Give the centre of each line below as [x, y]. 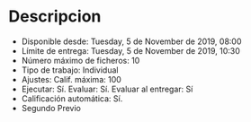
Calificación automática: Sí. [72, 98]
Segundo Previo [51, 108]
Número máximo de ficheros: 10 [81, 60]
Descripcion [55, 17]
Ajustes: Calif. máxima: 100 [72, 79]
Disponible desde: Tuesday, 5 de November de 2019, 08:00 [131, 41]
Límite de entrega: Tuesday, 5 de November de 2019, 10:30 [130, 50]
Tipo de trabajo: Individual [70, 70]
